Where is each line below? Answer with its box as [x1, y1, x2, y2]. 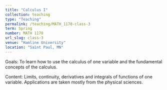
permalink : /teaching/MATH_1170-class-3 [5, 21, 91, 27]
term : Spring [5, 26, 32, 31]
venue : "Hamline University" [5, 40, 66, 45]
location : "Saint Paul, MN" [5, 45, 64, 50]
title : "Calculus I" [5, 7, 48, 13]
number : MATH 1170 [5, 31, 43, 36]
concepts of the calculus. [5, 64, 57, 70]
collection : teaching [5, 12, 50, 17]
